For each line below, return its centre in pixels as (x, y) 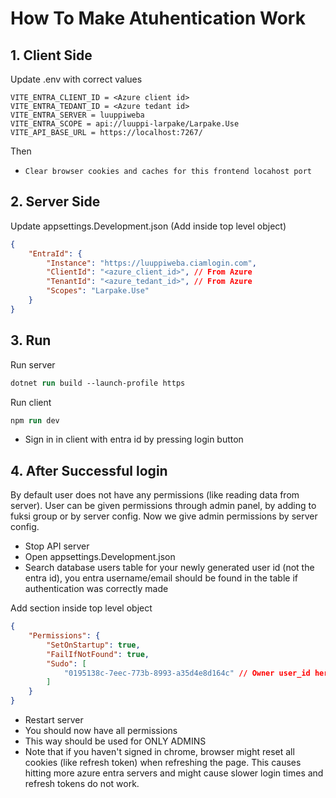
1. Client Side (51, 55)
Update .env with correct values (76, 79)
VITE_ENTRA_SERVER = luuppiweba (77, 115)
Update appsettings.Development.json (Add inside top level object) (148, 226)
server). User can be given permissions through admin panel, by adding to (163, 506)
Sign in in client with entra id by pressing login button (134, 439)
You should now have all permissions (101, 731)
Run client (31, 402)
